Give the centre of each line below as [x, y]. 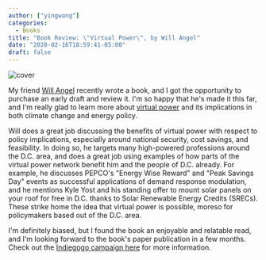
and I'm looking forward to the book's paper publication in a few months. [127, 239]
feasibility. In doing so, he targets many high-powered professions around [129, 148]
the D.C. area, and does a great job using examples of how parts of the [124, 156]
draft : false [30, 52]
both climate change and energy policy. [73, 115]
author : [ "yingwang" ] [44, 15]
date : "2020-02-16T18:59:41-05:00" [67, 45]
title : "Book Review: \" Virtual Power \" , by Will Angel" [104, 38]
